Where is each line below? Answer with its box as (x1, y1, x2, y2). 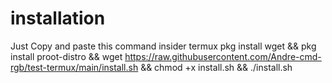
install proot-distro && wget (10, 50, 123, 62)
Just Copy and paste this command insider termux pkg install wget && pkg (10, 40, 317, 52)
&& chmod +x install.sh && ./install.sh (140, 61, 293, 73)
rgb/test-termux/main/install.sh (10, 61, 139, 73)
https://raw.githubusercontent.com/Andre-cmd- (124, 50, 322, 62)
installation (10, 7, 106, 30)
